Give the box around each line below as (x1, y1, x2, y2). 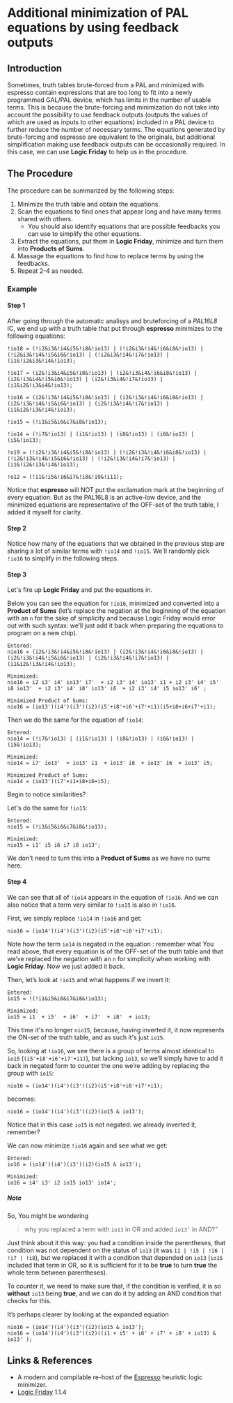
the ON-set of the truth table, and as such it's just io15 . (7, 1033, 166, 1041)
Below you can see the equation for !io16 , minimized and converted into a (7, 599, 220, 608)
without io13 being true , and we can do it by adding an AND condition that (7, 1289, 222, 1298)
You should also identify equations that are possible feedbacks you (27, 222, 220, 230)
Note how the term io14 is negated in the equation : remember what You (7, 940, 214, 948)
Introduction (7, 62, 63, 74)
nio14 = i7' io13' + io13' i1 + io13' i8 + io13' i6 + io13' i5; (7, 759, 214, 767)
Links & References (7, 1354, 93, 1366)
